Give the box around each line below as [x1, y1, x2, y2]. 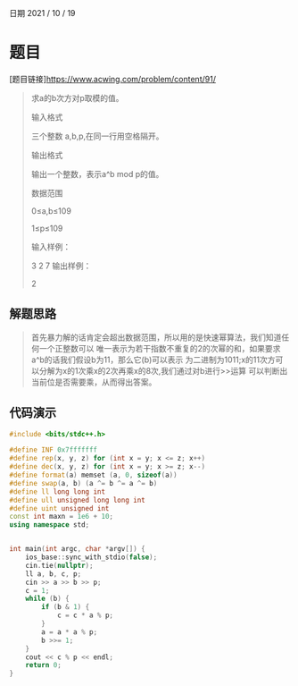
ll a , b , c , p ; [25, 569, 82, 579]
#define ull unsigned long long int [9, 495, 145, 504]
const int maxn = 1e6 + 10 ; [9, 512, 114, 521]
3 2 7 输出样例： [30, 260, 92, 271]
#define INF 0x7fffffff [9, 445, 98, 454]
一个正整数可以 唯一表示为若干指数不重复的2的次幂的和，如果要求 [38, 343, 281, 353]
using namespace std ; [9, 521, 90, 529]
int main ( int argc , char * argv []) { [9, 545, 145, 554]
